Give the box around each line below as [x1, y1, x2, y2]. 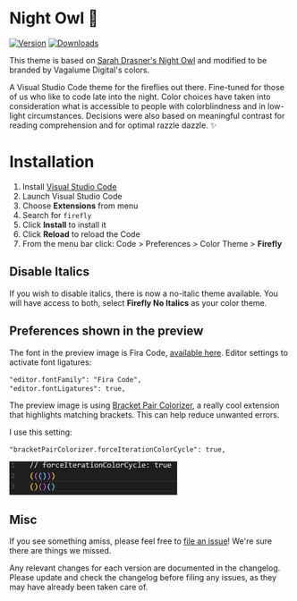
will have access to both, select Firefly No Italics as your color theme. [9, 297, 267, 308]
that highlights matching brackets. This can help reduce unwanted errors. [9, 409, 280, 419]
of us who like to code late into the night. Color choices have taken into [9, 91, 271, 102]
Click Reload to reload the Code [21, 228, 140, 240]
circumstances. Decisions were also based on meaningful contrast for [27, 110, 285, 121]
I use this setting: [9, 427, 73, 437]
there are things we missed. [9, 546, 112, 556]
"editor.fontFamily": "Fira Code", [9, 375, 142, 384]
